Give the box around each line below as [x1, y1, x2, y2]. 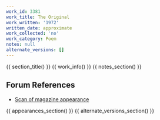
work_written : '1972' [6, 19, 59, 25]
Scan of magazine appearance [14, 95, 89, 103]
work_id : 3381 [6, 8, 41, 15]
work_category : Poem [6, 36, 57, 42]
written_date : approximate [6, 25, 72, 31]
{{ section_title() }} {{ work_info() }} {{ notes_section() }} [6, 63, 142, 70]
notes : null [6, 42, 35, 48]
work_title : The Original [6, 14, 69, 20]
